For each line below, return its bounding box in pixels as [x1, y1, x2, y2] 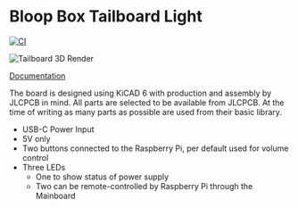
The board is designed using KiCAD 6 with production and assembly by [9, 87, 272, 98]
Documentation [9, 70, 66, 81]
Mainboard [35, 190, 76, 201]
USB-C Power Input [21, 123, 95, 135]
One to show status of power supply [35, 171, 170, 182]
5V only [21, 133, 51, 144]
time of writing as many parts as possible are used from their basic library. [9, 106, 283, 117]
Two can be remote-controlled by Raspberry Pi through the [35, 180, 253, 191]
